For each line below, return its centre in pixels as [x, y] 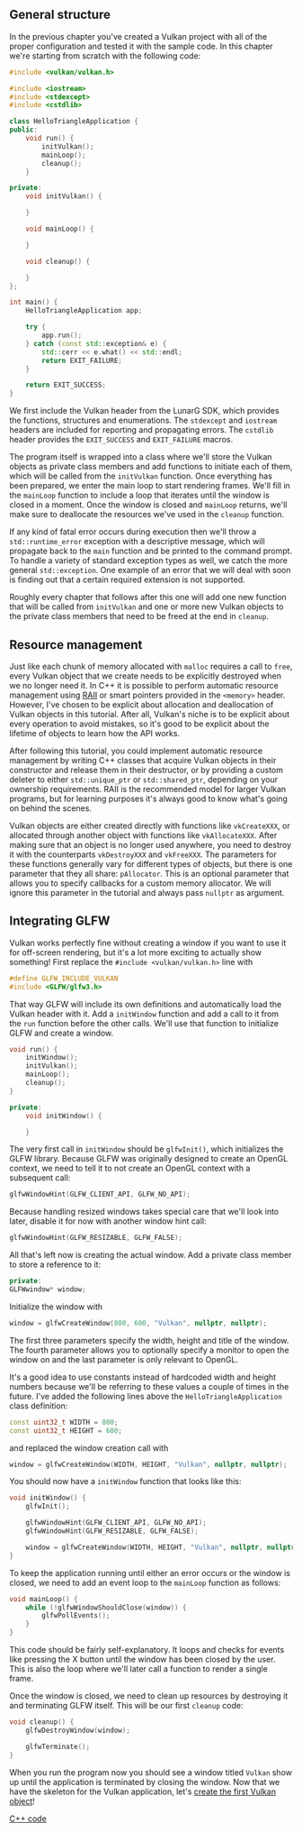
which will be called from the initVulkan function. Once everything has [141, 476]
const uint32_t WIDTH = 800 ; [64, 1422]
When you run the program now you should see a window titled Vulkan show [151, 1772]
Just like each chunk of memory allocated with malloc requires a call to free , [151, 666]
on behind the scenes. [51, 808]
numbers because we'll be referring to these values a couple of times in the [149, 1386]
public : [24, 130]
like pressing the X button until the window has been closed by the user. [142, 1659]
